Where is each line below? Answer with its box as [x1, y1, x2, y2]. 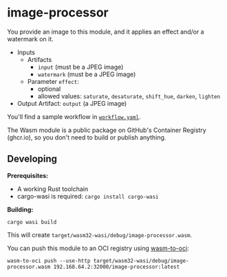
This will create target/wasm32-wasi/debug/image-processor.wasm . [7, 230, 193, 239]
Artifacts [27, 55, 52, 63]
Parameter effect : [27, 77, 79, 85]
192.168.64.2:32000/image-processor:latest [53, 263, 180, 270]
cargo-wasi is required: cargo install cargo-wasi [17, 192, 160, 200]
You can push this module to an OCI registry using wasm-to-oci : [7, 244, 189, 252]
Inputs [17, 48, 36, 56]
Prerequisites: [7, 171, 49, 179]
